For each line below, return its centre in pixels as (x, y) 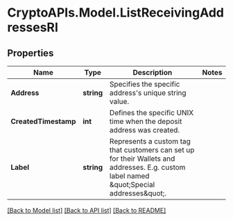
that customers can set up (152, 150)
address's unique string (148, 93)
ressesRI (33, 27)
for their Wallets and (143, 159)
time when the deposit (146, 121)
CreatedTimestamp (43, 121)
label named (130, 176)
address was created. (145, 130)
